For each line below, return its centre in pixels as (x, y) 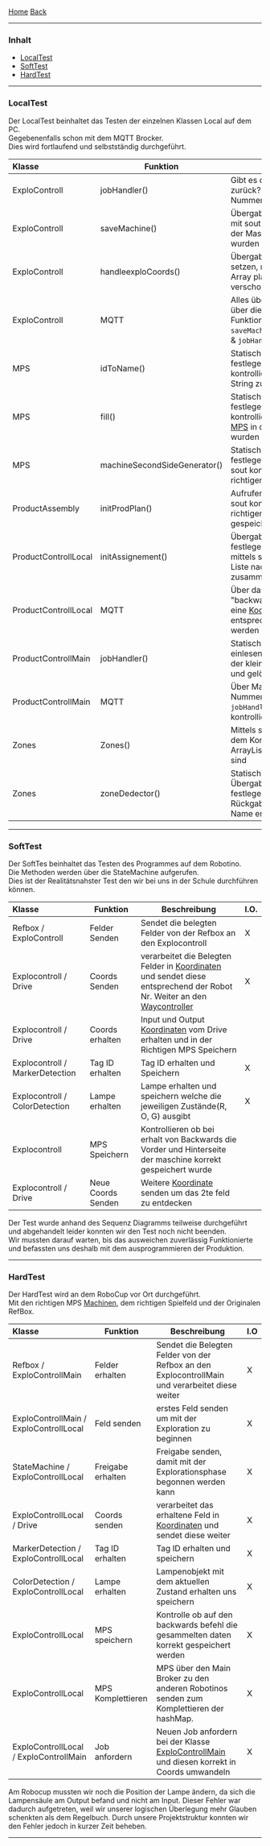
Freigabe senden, (189, 1452)
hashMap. (175, 1719)
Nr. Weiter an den (174, 996)
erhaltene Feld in (188, 1516)
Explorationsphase (191, 1472)
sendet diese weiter (193, 1536)
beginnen (174, 1439)
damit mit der (181, 1462)
